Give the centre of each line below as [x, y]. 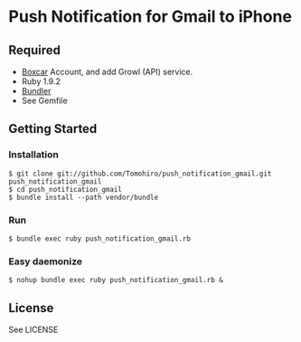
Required [34, 50]
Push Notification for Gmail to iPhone [150, 17]
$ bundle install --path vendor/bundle [84, 197]
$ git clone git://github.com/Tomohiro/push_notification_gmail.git [140, 174]
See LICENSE [33, 330]
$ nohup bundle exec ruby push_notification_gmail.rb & [116, 280]
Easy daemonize [46, 261]
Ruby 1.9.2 [41, 81]
